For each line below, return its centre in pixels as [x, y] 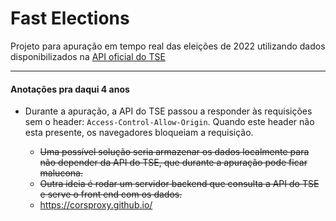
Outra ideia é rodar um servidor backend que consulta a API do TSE [179, 184]
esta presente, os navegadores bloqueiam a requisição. [139, 133]
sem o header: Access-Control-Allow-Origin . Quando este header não [169, 122]
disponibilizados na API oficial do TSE [88, 56]
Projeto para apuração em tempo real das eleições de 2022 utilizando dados [168, 46]
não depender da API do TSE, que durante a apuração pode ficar [173, 163]
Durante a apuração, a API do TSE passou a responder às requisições [168, 111]
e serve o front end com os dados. [111, 194]
